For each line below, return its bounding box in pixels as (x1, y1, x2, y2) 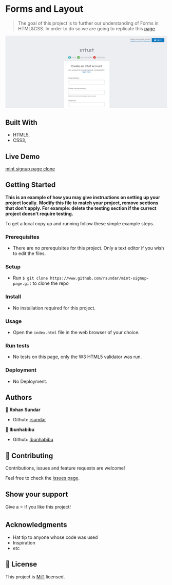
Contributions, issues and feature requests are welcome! (5, 465, 125, 471)
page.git (12, 281, 32, 286)
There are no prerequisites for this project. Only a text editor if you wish (12, 245, 164, 251)
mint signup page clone (5, 165, 55, 172)
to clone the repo (32, 280, 69, 286)
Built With (5, 118, 37, 127)
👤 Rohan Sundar (5, 406, 41, 413)
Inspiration (12, 539, 35, 545)
